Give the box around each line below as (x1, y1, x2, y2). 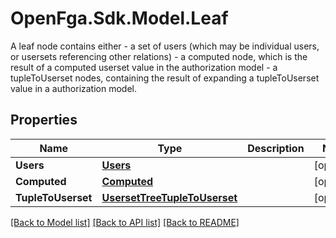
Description (247, 141, 305, 155)
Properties (10, 112, 78, 129)
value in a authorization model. (10, 82, 138, 94)
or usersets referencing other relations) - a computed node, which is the (10, 50, 308, 62)
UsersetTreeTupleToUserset (101, 190, 238, 204)
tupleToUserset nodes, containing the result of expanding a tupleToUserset (10, 72, 320, 84)
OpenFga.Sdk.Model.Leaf (10, 7, 229, 30)
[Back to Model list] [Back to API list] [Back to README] (10, 216, 240, 228)
